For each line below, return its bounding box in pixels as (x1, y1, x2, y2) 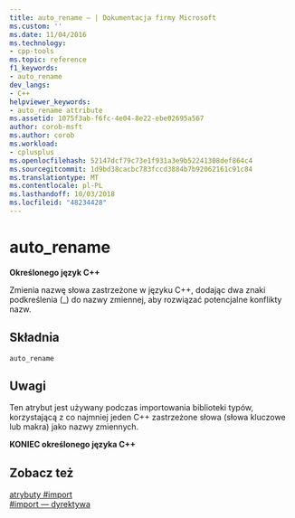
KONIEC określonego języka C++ (9, 439, 136, 450)
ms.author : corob (9, 131, 75, 140)
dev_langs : (9, 80, 51, 89)
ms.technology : (9, 38, 67, 48)
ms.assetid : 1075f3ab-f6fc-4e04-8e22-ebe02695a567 (9, 114, 205, 123)
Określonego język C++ (9, 267, 100, 278)
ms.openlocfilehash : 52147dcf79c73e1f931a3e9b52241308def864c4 (9, 155, 253, 165)
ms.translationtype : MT (9, 173, 100, 182)
